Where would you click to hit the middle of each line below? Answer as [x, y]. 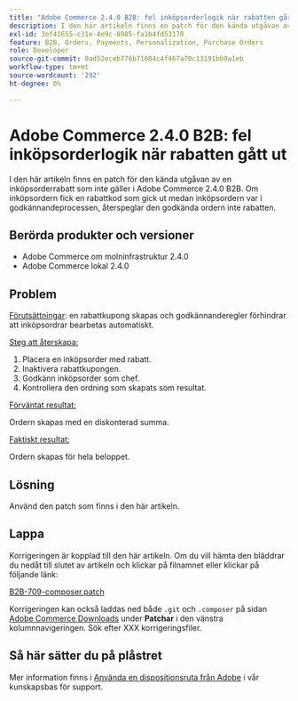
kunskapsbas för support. [56, 687]
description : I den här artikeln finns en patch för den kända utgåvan [144, 26]
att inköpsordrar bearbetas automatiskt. [82, 325]
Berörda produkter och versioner [102, 235]
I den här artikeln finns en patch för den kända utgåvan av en [121, 179]
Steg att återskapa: [44, 342]
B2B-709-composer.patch [57, 592]
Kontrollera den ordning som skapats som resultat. [114, 388]
